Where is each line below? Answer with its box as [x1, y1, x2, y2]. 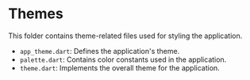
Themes [8, 5, 63, 23]
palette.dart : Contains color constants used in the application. [19, 55, 227, 64]
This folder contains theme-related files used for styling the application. [8, 31, 243, 40]
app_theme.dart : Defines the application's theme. [19, 46, 180, 55]
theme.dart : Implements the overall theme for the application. [19, 63, 220, 72]
